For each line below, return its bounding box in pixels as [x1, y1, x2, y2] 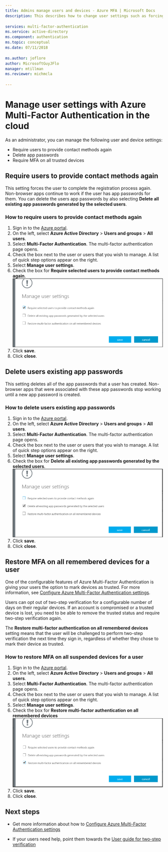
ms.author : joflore [5, 56, 46, 61]
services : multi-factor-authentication [5, 24, 88, 29]
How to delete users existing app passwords [5, 404, 115, 411]
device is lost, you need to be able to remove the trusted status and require [5, 609, 160, 616]
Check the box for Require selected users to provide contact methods [12, 268, 160, 274]
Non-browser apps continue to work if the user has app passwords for [5, 190, 150, 196]
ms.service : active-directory [5, 29, 68, 35]
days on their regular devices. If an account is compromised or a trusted [5, 604, 154, 610]
